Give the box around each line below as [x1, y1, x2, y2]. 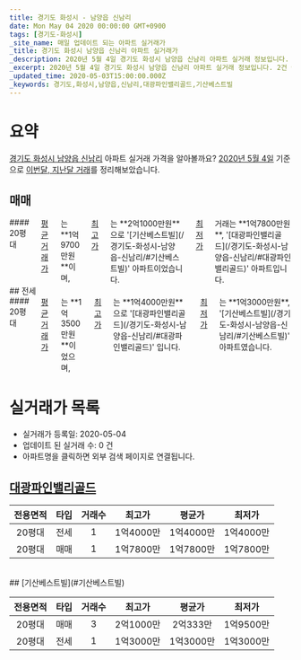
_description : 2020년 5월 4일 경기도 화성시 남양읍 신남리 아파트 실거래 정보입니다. [9, 55, 289, 64]
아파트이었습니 [132, 263, 184, 274]
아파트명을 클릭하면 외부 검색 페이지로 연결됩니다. [21, 451, 195, 462]
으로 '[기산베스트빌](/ [110, 230, 185, 241]
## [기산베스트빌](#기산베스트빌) [9, 577, 125, 588]
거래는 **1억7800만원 [214, 218, 291, 229]
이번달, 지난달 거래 [25, 163, 91, 175]
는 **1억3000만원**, [219, 297, 291, 308]
